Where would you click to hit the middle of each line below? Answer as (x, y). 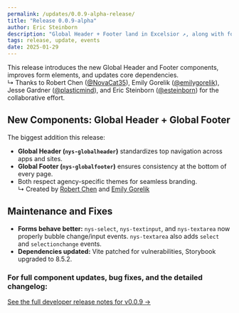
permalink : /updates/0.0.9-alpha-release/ (71, 14)
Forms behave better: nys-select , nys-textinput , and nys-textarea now (124, 228)
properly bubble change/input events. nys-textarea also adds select (118, 236)
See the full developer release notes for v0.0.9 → (79, 302)
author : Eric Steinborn (43, 27)
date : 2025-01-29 (33, 47)
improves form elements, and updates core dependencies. (93, 75)
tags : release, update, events (54, 41)
